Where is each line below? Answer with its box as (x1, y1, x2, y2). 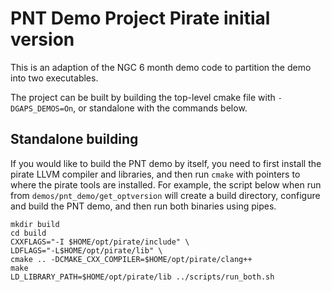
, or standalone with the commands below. (73, 102, 248, 114)
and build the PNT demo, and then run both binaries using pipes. (10, 200, 277, 212)
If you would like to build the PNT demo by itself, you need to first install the (10, 157, 322, 169)
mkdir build (10, 219, 60, 229)
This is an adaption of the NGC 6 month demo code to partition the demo (10, 61, 312, 73)
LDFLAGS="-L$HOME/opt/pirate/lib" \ (10, 245, 163, 256)
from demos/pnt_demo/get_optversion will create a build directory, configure (10, 189, 321, 201)
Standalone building (10, 131, 139, 148)
